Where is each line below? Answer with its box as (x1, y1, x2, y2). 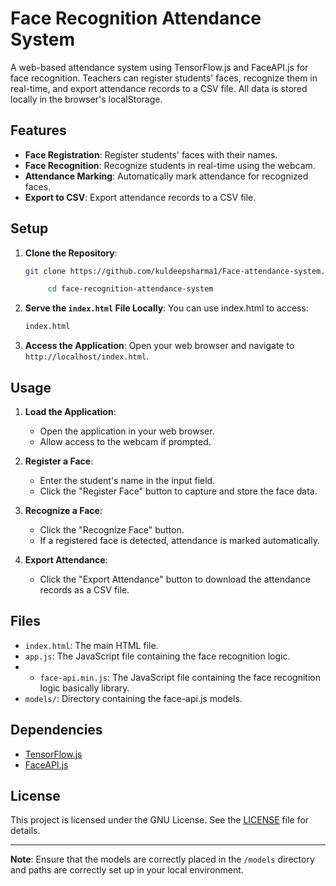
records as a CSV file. (39, 584, 130, 596)
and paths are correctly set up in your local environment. (10, 864, 244, 876)
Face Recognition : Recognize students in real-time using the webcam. (24, 159, 316, 171)
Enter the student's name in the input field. (39, 475, 216, 486)
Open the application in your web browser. (39, 425, 215, 437)
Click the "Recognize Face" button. (39, 524, 185, 536)
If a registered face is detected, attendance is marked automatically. (39, 535, 320, 546)
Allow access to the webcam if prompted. (39, 436, 212, 447)
